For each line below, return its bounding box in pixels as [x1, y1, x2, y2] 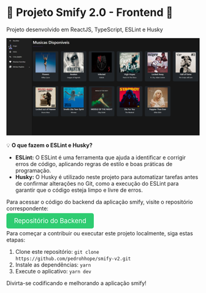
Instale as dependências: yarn [15, 261, 91, 268]
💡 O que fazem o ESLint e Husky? [6, 141, 93, 149]
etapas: [6, 236, 26, 243]
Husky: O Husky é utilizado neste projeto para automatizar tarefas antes [15, 173, 199, 180]
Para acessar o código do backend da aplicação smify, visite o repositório [6, 198, 193, 205]
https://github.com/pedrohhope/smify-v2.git [15, 256, 131, 262]
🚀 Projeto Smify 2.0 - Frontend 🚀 [6, 6, 174, 20]
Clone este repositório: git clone [15, 248, 99, 255]
